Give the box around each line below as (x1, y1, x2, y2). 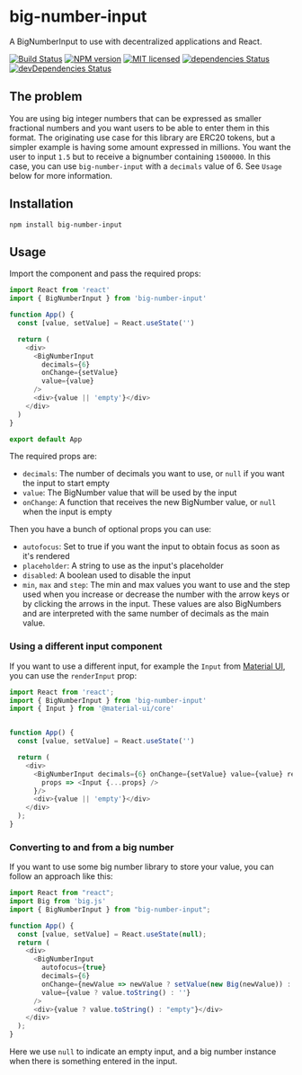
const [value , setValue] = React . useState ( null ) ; (17, 929, 207, 938)
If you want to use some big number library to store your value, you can (9, 861, 274, 873)
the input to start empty (22, 478, 111, 489)
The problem (9, 89, 83, 104)
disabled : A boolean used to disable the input (22, 570, 191, 581)
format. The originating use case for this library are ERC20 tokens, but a (9, 132, 276, 143)
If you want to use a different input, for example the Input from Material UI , (9, 661, 286, 671)
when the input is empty (22, 506, 112, 518)
